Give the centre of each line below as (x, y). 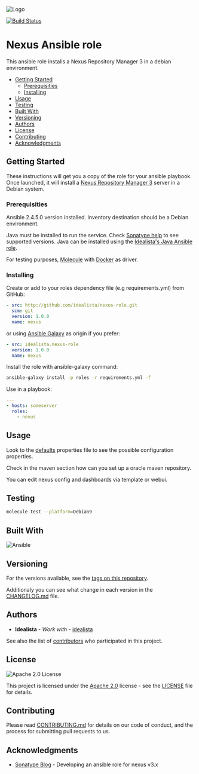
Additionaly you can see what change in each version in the (80, 589)
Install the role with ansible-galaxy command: (62, 367)
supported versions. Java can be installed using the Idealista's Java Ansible (99, 241)
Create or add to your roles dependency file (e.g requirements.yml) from (95, 288)
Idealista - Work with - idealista (54, 629)
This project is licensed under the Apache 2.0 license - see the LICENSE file (99, 686)
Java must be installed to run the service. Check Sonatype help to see (93, 235)
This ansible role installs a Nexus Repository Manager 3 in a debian (89, 61)
